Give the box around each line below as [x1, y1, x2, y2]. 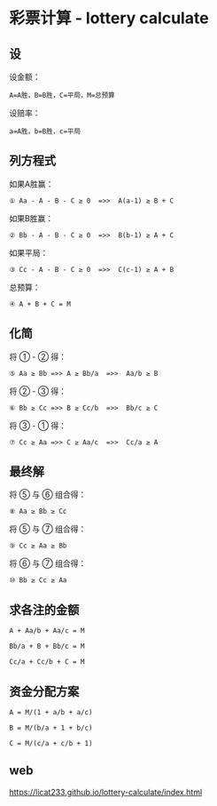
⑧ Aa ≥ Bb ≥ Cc [9, 507, 67, 516]
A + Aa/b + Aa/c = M [9, 626, 86, 635]
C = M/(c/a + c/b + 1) [9, 739, 93, 748]
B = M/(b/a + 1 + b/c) [9, 723, 93, 733]
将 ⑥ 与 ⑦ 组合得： [9, 558, 87, 569]
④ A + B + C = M [9, 299, 71, 308]
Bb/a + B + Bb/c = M [9, 642, 86, 651]
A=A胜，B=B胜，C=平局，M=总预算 [9, 91, 115, 100]
